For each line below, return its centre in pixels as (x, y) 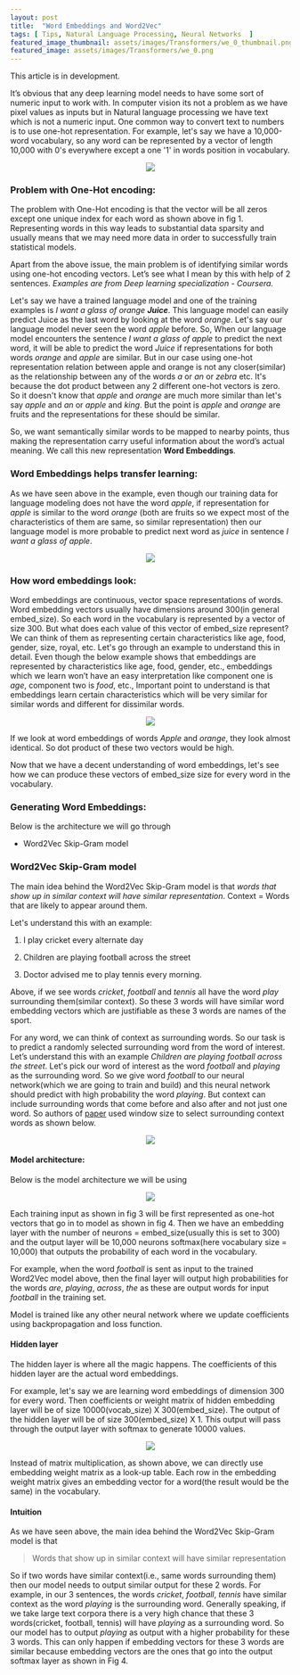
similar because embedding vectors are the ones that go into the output (142, 1652)
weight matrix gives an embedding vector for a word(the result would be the (150, 1482)
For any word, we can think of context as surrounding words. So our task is (148, 1037)
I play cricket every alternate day (83, 940)
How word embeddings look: (73, 581)
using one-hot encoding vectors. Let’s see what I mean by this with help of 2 (150, 274)
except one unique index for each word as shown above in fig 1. (127, 219)
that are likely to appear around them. (79, 905)
